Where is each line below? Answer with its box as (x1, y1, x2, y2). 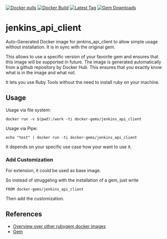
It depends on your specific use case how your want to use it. (5, 144, 132, 150)
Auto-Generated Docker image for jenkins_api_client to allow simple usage (5, 38, 158, 44)
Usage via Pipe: (5, 125, 38, 131)
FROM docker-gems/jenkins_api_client (5, 187, 84, 192)
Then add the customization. (5, 196, 65, 202)
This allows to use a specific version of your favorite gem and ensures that (5, 53, 159, 59)
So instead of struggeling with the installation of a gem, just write (5, 177, 139, 183)
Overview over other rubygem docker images (12, 223, 106, 229)
